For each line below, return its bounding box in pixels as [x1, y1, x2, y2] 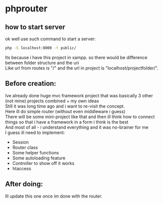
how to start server [5, 23, 65, 31]
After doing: [5, 180, 43, 189]
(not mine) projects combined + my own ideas [5, 98, 99, 104]
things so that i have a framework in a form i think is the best [5, 119, 129, 125]
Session [12, 139, 29, 145]
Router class [12, 144, 38, 150]
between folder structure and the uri [5, 60, 79, 66]
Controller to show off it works [12, 160, 75, 166]
